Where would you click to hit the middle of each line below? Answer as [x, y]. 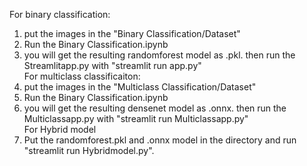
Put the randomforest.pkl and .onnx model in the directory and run [160, 140]
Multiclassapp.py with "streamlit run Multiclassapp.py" [136, 118]
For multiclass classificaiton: [82, 76]
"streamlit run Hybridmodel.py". [89, 150]
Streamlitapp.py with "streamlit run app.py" [112, 65]
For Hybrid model [60, 129]
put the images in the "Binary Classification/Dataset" [132, 33]
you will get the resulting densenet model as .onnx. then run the [155, 108]
